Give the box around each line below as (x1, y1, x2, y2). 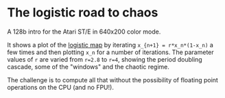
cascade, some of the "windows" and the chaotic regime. (7, 62, 170, 71)
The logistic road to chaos (7, 5, 158, 21)
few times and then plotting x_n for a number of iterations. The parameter (7, 48, 214, 56)
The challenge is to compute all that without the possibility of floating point (7, 75, 218, 84)
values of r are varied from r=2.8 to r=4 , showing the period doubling (7, 55, 202, 63)
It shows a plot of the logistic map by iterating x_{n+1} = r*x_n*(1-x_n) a (7, 40, 214, 49)
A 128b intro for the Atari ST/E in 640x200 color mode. (7, 27, 161, 36)
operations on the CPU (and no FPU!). (7, 83, 115, 91)
